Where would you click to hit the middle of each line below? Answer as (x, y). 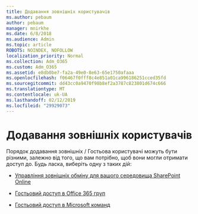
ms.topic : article (29, 45)
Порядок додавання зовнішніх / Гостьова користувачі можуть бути (92, 152)
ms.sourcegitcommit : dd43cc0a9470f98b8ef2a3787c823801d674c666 (86, 84)
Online (23, 182)
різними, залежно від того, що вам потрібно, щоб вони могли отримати (97, 158)
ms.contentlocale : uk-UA (37, 95)
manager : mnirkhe (28, 28)
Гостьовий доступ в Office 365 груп (60, 193)
